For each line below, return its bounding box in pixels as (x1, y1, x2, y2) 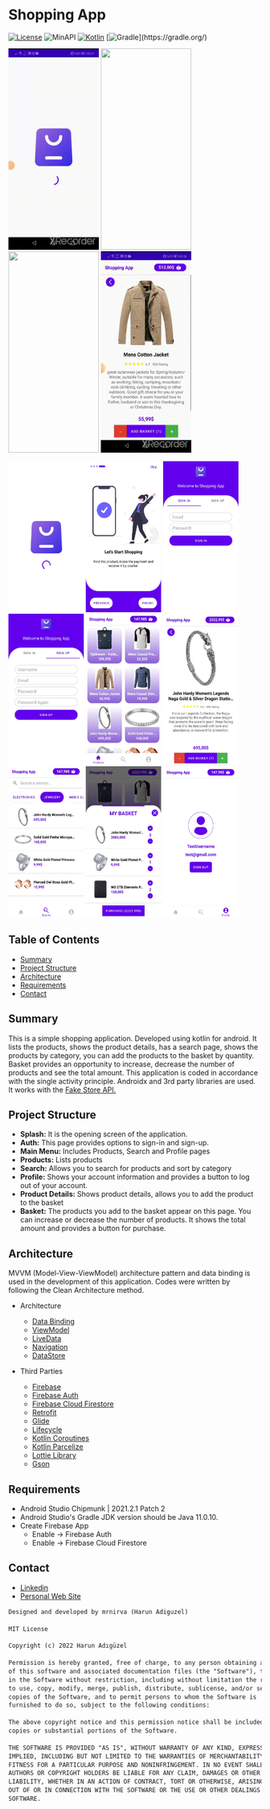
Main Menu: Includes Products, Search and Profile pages (19, 1146, 211, 1157)
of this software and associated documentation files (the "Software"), (8, 1667, 257, 1675)
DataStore (31, 1351, 66, 1360)
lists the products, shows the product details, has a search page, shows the (8, 1041, 259, 1052)
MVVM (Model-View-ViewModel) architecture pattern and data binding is (8, 1269, 251, 1278)
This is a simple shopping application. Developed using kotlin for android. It (8, 1033, 257, 1043)
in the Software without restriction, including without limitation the (8, 1675, 257, 1684)
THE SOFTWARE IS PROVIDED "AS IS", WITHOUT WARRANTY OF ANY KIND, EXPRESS (8, 1744, 264, 1752)
